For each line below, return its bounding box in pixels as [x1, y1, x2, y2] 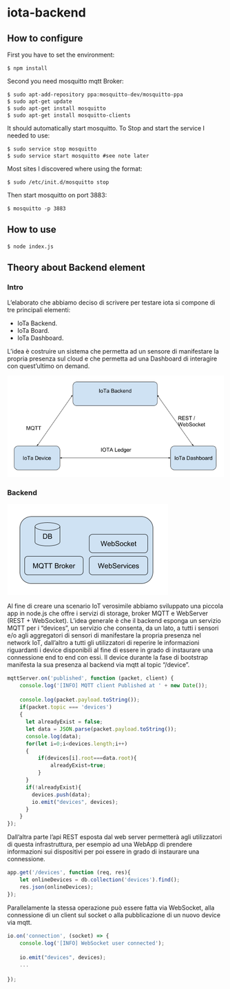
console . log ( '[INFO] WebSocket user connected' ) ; [19, 939, 165, 947]
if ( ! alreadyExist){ [25, 784, 81, 791]
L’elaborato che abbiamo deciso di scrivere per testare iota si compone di [7, 298, 216, 307]
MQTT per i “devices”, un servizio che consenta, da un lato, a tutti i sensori [7, 624, 219, 632]
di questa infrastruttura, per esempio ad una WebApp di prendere [7, 841, 193, 849]
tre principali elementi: [7, 305, 71, 314]
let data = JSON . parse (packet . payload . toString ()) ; [25, 725, 177, 733]
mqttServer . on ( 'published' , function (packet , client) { [7, 675, 174, 682]
